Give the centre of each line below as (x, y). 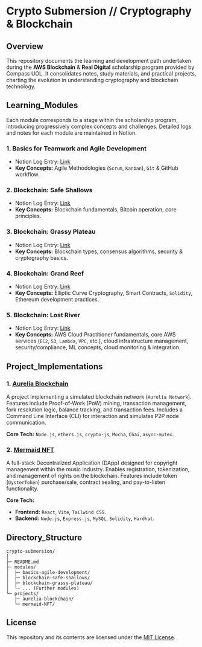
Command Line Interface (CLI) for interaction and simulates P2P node (93, 416)
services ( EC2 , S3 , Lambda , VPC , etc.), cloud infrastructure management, (102, 341)
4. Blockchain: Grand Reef (45, 273)
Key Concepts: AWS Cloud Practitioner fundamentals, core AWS (95, 335)
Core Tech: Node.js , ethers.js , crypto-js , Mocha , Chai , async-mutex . (90, 434)
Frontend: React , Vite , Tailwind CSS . (61, 512)
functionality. (23, 489)
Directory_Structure (44, 537)
